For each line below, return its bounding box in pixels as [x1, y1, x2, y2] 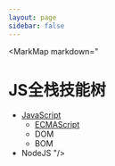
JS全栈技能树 [8, 79, 106, 100]
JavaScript [21, 110, 62, 120]
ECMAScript [34, 120, 80, 130]
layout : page [8, 12, 57, 22]
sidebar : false [8, 21, 65, 30]
